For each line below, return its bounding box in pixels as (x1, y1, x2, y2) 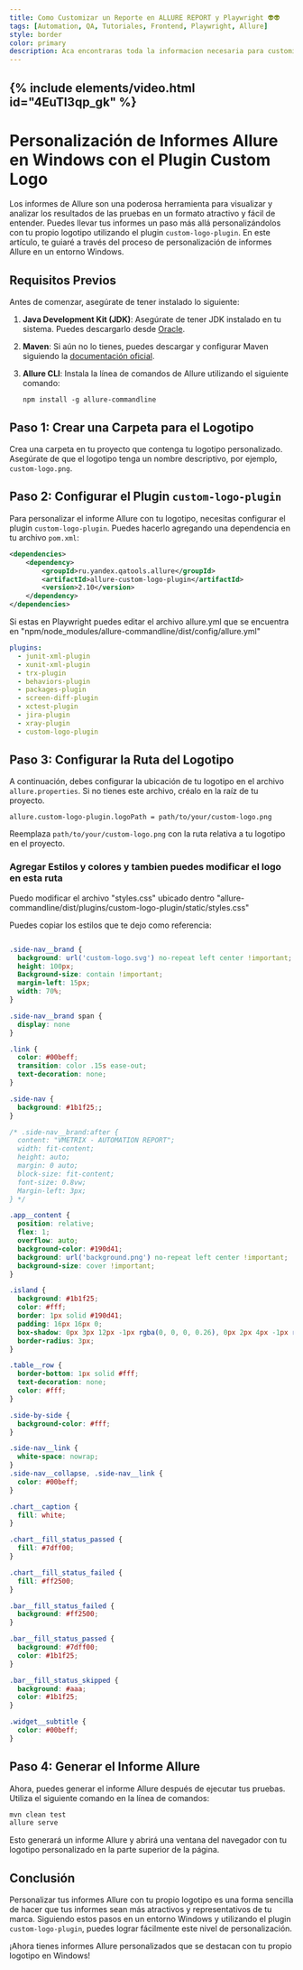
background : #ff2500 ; (17, 1610, 99, 1619)
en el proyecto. (9, 838, 66, 849)
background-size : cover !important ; (17, 1261, 155, 1271)
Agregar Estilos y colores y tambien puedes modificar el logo (9, 861, 282, 874)
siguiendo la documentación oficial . (22, 351, 155, 362)
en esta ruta (9, 872, 63, 884)
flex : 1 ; (17, 1228, 50, 1237)
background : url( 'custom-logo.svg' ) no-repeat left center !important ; (17, 953, 293, 962)
